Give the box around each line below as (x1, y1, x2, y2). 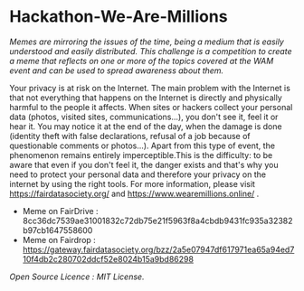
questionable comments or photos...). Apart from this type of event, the (9, 140, 276, 151)
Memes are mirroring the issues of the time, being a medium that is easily (9, 36, 285, 47)
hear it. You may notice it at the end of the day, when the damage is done (9, 120, 282, 132)
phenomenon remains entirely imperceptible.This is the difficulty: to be (9, 149, 273, 160)
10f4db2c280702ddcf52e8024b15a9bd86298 (22, 253, 195, 264)
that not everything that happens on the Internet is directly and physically (9, 92, 282, 103)
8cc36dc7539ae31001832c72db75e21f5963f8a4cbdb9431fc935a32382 (22, 215, 293, 226)
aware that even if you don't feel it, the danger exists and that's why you (9, 159, 279, 170)
